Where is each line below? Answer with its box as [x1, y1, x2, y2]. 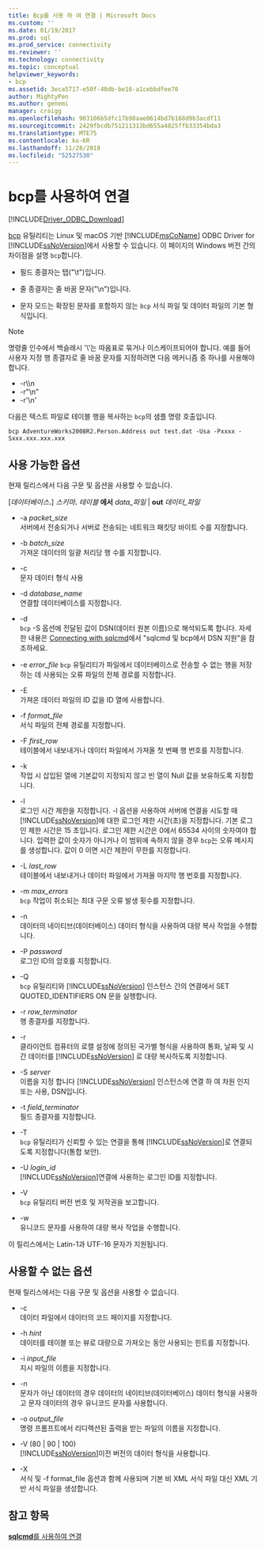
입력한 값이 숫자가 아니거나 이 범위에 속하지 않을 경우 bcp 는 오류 [36, 835, 233, 845]
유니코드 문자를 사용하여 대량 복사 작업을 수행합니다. [19, 1223, 180, 1232]
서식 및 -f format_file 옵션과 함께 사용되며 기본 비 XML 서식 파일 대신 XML [19, 1473, 250, 1483]
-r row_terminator [19, 1007, 78, 1017]
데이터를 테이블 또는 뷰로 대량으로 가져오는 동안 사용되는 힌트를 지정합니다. [19, 1338, 251, 1347]
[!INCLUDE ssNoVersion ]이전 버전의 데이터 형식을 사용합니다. [19, 1449, 211, 1458]
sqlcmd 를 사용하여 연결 [8, 1532, 82, 1541]
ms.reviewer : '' [8, 48, 62, 56]
